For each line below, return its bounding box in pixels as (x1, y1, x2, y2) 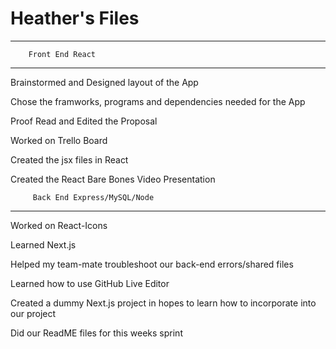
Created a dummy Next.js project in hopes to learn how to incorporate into (10, 297, 317, 309)
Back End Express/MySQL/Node (32, 192, 155, 202)
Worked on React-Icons (10, 219, 108, 231)
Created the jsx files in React (10, 153, 129, 166)
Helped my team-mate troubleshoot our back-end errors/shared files (10, 258, 294, 270)
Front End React (28, 49, 97, 59)
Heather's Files (10, 7, 140, 30)
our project (10, 307, 57, 319)
